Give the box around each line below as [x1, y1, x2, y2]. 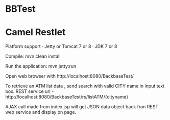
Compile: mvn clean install [5, 53, 61, 59]
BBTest [5, 3, 36, 15]
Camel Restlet [5, 27, 66, 38]
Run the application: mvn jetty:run [5, 63, 77, 69]
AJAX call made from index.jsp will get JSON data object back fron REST [5, 104, 159, 110]
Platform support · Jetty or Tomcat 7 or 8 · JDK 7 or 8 [5, 43, 117, 50]
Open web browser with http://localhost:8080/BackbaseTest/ [5, 73, 134, 79]
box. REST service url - [5, 88, 54, 94]
